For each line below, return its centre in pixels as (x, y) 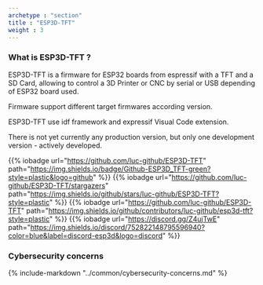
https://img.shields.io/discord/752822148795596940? (118, 227)
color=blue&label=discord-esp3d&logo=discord (86, 236)
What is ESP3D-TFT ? (50, 57)
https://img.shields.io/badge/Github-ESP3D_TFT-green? (121, 169)
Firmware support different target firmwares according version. (111, 106)
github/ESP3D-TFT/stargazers (57, 185)
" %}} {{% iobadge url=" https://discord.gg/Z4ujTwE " (135, 219)
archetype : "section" (45, 15)
